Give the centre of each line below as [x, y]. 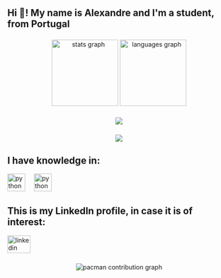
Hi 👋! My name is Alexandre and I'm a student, [111, 13]
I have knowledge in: [54, 160]
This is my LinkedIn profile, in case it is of [100, 211]
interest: [27, 222]
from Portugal [39, 24]
